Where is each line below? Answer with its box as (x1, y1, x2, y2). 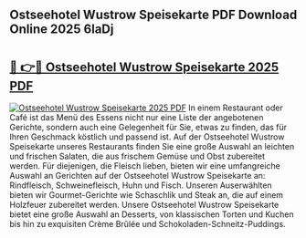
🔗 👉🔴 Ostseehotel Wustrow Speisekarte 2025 (9, 59, 280, 75)
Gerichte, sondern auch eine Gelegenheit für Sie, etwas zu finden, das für (9, 122, 288, 132)
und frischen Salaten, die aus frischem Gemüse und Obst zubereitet (9, 150, 265, 161)
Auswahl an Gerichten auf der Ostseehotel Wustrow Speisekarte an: (9, 171, 266, 181)
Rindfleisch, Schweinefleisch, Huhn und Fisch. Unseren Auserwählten (9, 180, 272, 191)
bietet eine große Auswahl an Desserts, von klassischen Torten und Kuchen (9, 209, 294, 220)
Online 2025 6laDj (9, 22, 114, 37)
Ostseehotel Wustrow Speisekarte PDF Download (9, 7, 298, 23)
